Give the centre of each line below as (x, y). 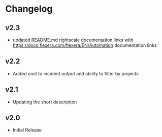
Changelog (29, 9)
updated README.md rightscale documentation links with (73, 40)
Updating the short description (45, 102)
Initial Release (27, 130)
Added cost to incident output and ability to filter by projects (75, 73)
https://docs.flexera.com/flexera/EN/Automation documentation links (85, 45)
